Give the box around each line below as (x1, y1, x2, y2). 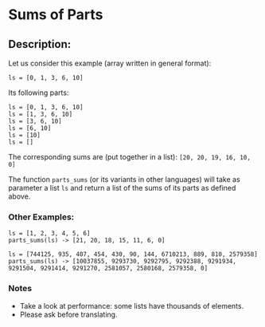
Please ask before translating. (19, 309, 118, 319)
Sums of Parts (8, 6, 103, 24)
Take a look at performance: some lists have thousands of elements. (19, 301, 244, 310)
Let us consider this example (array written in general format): (8, 58, 212, 68)
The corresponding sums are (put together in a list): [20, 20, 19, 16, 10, (8, 152, 251, 161)
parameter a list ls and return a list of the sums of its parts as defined (8, 183, 236, 192)
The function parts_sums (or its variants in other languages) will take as (8, 175, 240, 184)
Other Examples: (8, 211, 75, 223)
